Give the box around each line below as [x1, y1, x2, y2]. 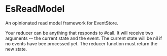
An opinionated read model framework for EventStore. [5, 20, 118, 26]
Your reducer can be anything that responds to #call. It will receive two [5, 30, 153, 36]
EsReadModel [5, 3, 65, 15]
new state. [5, 46, 27, 52]
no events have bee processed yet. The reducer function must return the [5, 40, 158, 46]
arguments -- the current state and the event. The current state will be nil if [5, 35, 162, 41]
